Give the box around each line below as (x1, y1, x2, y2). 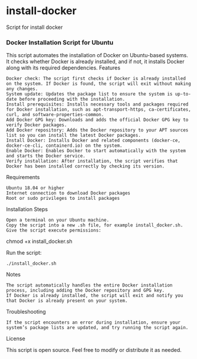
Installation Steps (6, 206, 48, 213)
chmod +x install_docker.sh (6, 238, 73, 245)
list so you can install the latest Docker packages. (6, 133, 142, 139)
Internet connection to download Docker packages (6, 190, 131, 196)
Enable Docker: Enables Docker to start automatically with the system (6, 148, 186, 154)
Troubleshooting (6, 308, 46, 315)
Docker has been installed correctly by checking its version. (6, 163, 165, 169)
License (6, 335, 25, 342)
